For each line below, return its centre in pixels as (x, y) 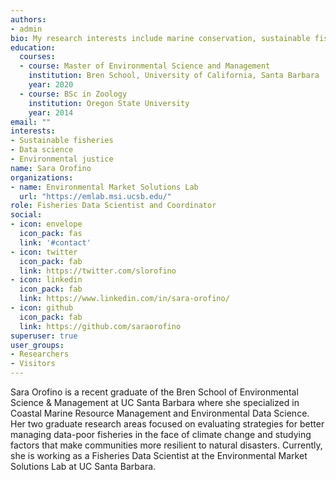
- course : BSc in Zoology (73, 94)
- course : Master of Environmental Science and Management (145, 66)
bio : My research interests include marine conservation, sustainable (160, 38)
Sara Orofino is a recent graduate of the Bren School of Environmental (154, 392)
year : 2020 (51, 85)
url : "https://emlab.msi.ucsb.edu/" (95, 196)
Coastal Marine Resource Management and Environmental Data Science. (160, 413)
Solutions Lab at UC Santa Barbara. (83, 466)
